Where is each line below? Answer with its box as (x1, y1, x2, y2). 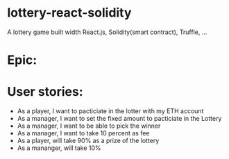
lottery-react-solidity (7, 5, 132, 21)
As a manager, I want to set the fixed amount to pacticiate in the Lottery (17, 115, 222, 123)
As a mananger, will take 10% (17, 144, 102, 152)
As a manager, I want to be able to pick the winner (17, 122, 161, 130)
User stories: (7, 84, 83, 100)
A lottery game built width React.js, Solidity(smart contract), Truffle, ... (7, 28, 207, 36)
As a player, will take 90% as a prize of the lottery (17, 137, 160, 145)
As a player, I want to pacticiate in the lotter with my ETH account (17, 107, 204, 115)
